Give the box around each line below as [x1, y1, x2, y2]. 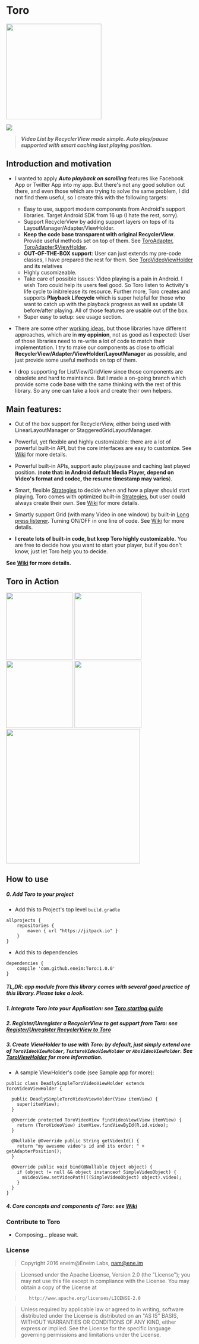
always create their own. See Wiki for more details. [14, 499, 140, 506]
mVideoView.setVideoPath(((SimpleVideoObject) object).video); [21, 1174, 182, 1180]
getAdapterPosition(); [6, 1148, 62, 1154]
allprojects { [6, 917, 42, 923]
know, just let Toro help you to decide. [14, 547, 108, 555]
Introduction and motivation [6, 159, 112, 169]
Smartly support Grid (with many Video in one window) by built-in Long [14, 511, 189, 518]
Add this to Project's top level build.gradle [14, 905, 121, 913]
